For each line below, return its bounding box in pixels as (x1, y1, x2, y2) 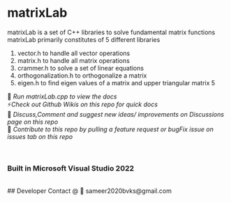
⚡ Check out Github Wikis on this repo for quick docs (7, 100, 158, 108)
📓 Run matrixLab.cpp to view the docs (7, 92, 117, 101)
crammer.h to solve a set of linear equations (17, 64, 144, 72)
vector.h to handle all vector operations (17, 49, 131, 57)
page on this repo (7, 117, 59, 126)
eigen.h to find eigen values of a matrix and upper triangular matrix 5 (17, 78, 216, 87)
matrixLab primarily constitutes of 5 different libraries (7, 35, 161, 43)
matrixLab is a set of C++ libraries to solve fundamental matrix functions (7, 28, 216, 36)
